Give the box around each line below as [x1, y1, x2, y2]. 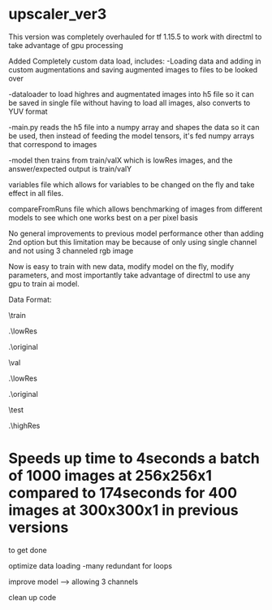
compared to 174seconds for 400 [8, 484, 238, 503]
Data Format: [8, 294, 52, 304]
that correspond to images [8, 139, 97, 149]
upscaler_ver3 [8, 5, 107, 24]
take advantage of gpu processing [8, 40, 123, 50]
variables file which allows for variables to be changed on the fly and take [8, 180, 255, 190]
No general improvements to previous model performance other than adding [8, 229, 264, 238]
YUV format [8, 107, 48, 116]
